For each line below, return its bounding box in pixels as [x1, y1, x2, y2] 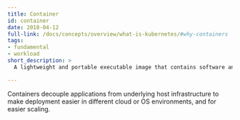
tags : [7, 37, 24, 44]
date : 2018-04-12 [7, 24, 59, 31]
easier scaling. [7, 104, 51, 113]
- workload [7, 51, 40, 58]
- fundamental [7, 44, 50, 51]
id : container [7, 17, 50, 24]
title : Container [7, 10, 59, 18]
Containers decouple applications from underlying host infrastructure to [7, 89, 219, 98]
